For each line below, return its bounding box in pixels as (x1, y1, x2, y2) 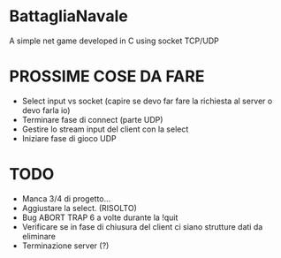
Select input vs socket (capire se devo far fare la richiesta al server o (21, 95, 273, 106)
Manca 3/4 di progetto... (21, 193, 111, 204)
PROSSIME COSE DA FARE (9, 66, 205, 87)
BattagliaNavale (9, 6, 128, 27)
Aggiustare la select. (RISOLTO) (21, 202, 137, 213)
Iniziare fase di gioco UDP (21, 133, 117, 143)
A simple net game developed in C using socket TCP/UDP (9, 35, 219, 46)
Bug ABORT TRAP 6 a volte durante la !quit (21, 212, 178, 223)
